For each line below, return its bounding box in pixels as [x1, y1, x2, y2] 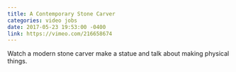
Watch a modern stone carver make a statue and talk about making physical [7, 49, 230, 58]
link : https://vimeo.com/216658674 [7, 30, 113, 37]
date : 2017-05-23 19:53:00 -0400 [7, 23, 106, 30]
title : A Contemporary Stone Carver [7, 10, 116, 18]
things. [7, 57, 28, 66]
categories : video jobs [7, 17, 78, 24]
